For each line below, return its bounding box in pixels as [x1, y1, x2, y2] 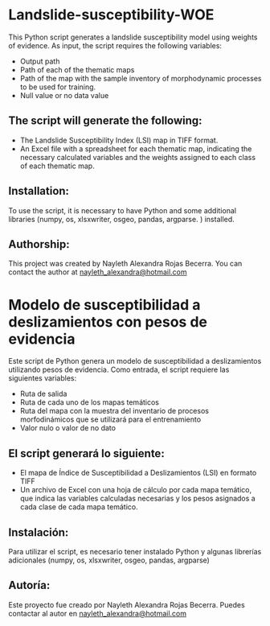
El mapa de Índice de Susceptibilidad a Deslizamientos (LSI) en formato [19, 468, 257, 478]
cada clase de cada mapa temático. [19, 502, 138, 512]
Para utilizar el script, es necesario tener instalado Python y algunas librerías [8, 546, 262, 556]
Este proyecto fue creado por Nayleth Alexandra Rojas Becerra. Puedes [8, 599, 245, 609]
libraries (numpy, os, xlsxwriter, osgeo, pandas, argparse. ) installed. [8, 214, 235, 224]
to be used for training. [19, 82, 96, 92]
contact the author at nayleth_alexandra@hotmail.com [8, 267, 187, 277]
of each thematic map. [19, 161, 95, 171]
